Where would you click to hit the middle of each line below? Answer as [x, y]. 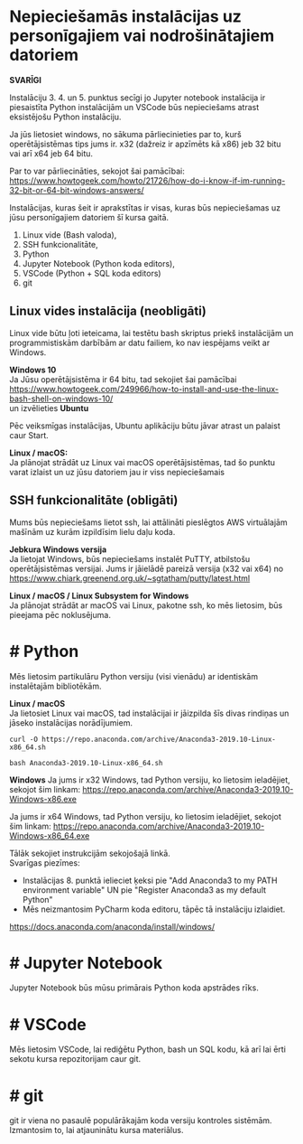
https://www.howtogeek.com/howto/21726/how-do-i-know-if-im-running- [147, 180]
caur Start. [29, 435]
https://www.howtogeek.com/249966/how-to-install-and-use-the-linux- [144, 389]
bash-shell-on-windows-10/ [61, 399]
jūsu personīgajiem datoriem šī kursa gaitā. [89, 217]
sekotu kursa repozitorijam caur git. [75, 1059]
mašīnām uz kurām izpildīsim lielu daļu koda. [92, 531]
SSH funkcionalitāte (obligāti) [94, 500]
